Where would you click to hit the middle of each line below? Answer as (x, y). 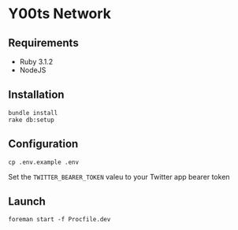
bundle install (33, 113)
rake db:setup (32, 120)
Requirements (43, 43)
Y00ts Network (60, 14)
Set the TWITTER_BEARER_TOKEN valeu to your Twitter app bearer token (119, 176)
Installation (36, 95)
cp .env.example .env (44, 162)
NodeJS (33, 70)
